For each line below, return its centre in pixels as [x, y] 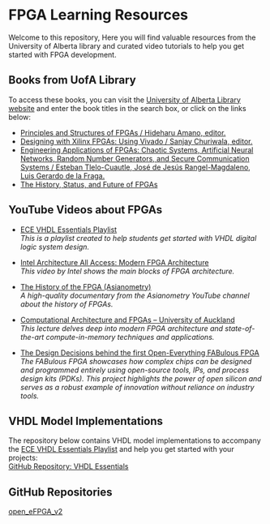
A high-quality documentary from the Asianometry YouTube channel [135, 295]
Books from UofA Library [72, 80]
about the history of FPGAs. [66, 304]
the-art [32, 337]
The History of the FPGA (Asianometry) [86, 286]
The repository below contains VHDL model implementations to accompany [135, 440]
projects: [23, 458]
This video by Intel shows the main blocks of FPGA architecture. [127, 271]
